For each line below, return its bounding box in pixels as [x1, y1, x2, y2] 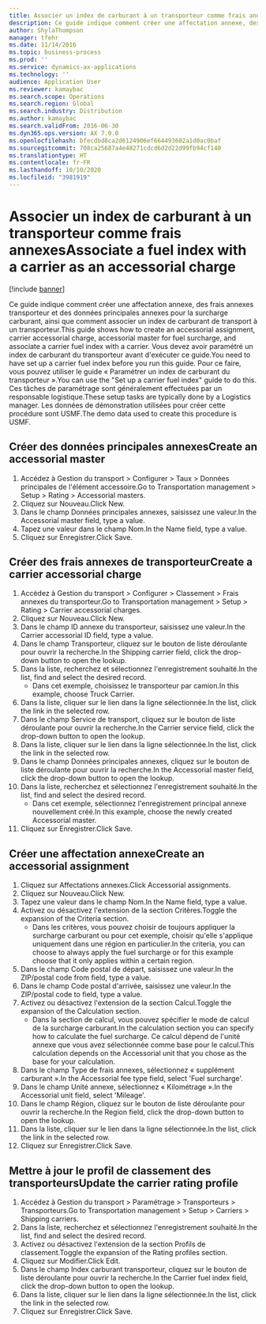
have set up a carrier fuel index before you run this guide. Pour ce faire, [9, 358, 242, 368]
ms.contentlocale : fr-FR [9, 159, 91, 167]
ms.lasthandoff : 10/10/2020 [9, 166, 102, 174]
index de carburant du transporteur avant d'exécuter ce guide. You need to [9, 350, 251, 359]
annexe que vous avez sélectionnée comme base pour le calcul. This [32, 1040, 255, 1049]
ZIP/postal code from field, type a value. [20, 973, 152, 982]
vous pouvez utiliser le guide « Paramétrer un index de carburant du [9, 366, 230, 376]
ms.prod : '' [9, 56, 48, 64]
